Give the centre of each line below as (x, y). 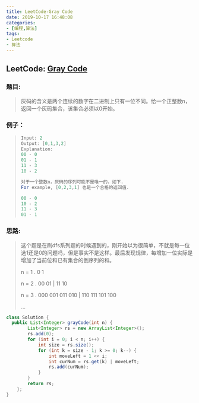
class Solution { (28, 317)
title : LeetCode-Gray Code (40, 12)
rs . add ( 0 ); (41, 334)
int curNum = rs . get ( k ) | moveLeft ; (94, 361)
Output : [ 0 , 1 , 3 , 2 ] (43, 143)
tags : (13, 34)
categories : (21, 23)
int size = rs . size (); (66, 345)
